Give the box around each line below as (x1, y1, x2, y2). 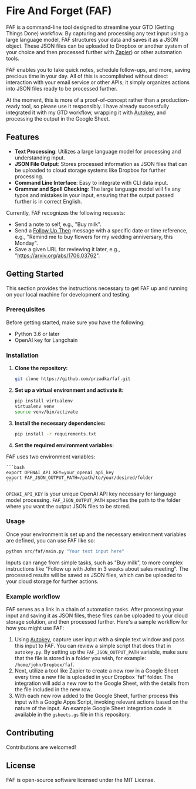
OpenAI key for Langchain (14, 337, 78, 344)
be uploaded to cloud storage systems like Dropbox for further (14, 167, 166, 174)
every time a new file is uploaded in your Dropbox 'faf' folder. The (14, 674, 174, 680)
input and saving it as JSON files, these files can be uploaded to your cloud (6, 612, 188, 619)
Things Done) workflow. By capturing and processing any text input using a (6, 29, 188, 36)
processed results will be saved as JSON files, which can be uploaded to (6, 571, 183, 578)
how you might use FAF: (6, 625, 65, 631)
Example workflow (6, 592, 60, 601)
